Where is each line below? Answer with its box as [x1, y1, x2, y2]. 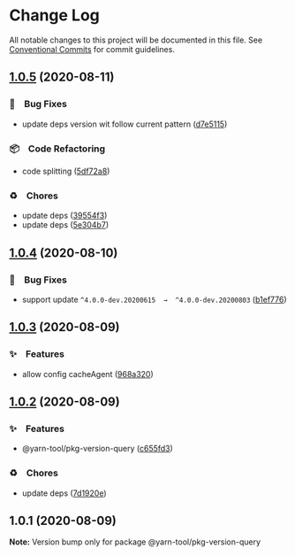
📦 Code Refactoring [9, 143, 106, 155]
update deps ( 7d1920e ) [21, 488, 108, 498]
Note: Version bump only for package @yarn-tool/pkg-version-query [9, 537, 261, 547]
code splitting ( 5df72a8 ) [21, 166, 110, 176]
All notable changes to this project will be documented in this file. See [9, 35, 263, 45]
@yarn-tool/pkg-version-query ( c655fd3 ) [21, 444, 174, 454]
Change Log [9, 5, 100, 26]
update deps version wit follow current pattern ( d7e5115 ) [21, 119, 228, 129]
